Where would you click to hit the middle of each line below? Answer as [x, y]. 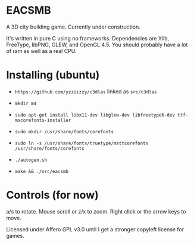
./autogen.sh [31, 160]
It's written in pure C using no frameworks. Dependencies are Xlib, [88, 38]
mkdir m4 [26, 103]
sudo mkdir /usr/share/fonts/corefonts [64, 131]
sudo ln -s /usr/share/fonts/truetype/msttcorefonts [82, 143]
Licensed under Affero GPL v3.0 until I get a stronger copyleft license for [95, 229]
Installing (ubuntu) [53, 75]
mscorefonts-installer [43, 120]
